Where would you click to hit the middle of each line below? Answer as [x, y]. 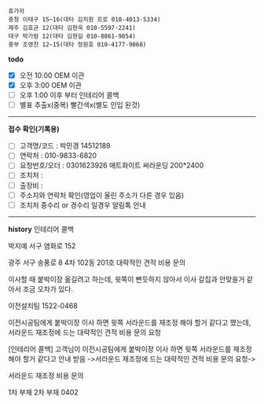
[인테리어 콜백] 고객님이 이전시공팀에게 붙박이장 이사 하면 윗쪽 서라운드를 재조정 [130, 349]
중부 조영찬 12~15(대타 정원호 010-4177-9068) [77, 45]
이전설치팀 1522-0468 [43, 306]
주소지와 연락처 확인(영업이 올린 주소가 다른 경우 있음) [102, 195]
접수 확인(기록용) [34, 129]
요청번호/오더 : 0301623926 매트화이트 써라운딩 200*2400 [112, 165]
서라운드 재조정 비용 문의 [46, 375]
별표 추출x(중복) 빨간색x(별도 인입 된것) [80, 105]
